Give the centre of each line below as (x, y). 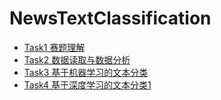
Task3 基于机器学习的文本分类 (86, 72)
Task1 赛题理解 (54, 47)
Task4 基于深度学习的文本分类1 (87, 84)
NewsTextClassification (110, 18)
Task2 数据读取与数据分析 (77, 59)
